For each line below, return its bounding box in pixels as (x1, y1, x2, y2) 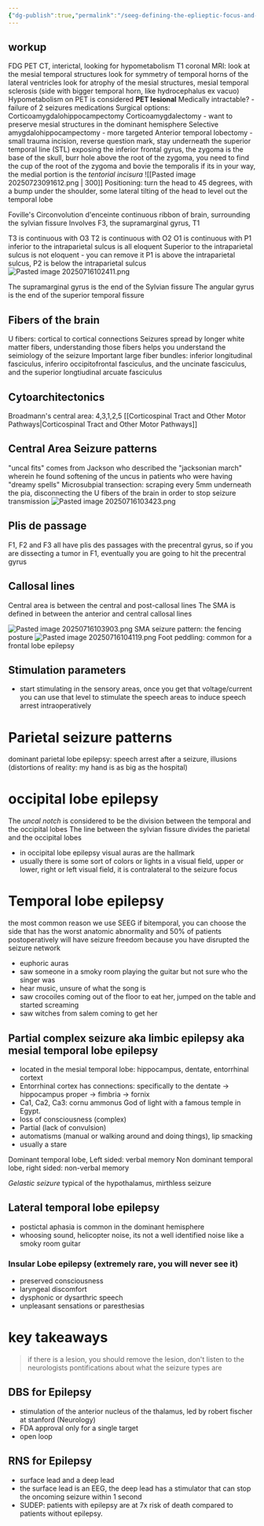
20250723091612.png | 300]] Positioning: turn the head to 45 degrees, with (8, 178, 253, 188)
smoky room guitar (19, 1239, 81, 1248)
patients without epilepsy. (19, 1509, 104, 1518)
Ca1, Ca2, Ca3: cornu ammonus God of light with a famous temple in (19, 1097, 241, 1107)
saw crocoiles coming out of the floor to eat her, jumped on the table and (19, 992, 256, 1001)
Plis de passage (8, 519, 87, 532)
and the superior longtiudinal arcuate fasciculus (8, 368, 163, 377)
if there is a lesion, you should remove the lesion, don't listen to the (27, 1354, 245, 1363)
